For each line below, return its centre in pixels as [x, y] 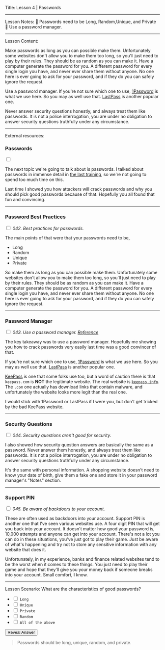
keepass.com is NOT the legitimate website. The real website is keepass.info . [82, 381]
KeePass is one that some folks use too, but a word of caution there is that [80, 376]
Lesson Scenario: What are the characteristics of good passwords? [73, 589]
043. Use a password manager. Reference [55, 332]
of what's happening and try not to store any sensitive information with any [81, 545]
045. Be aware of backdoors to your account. [58, 509]
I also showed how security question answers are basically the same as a [79, 445]
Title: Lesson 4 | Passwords [33, 8]
